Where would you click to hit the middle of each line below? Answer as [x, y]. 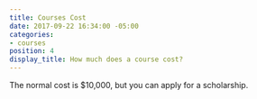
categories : [32, 34]
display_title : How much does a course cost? [96, 59]
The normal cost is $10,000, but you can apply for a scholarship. [129, 85]
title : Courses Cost [48, 18]
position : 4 [32, 51]
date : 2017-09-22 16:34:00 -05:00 [74, 26]
